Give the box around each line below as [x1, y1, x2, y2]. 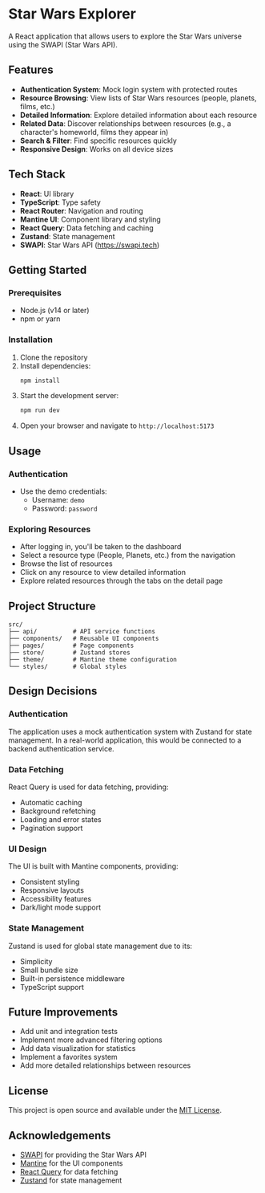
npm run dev [19, 406, 60, 414]
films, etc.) [19, 101, 56, 111]
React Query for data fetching [19, 1167, 118, 1177]
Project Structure [8, 599, 96, 613]
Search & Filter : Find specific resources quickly [19, 136, 178, 145]
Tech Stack [8, 168, 66, 181]
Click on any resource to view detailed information [19, 568, 187, 577]
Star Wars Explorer [8, 5, 136, 23]
